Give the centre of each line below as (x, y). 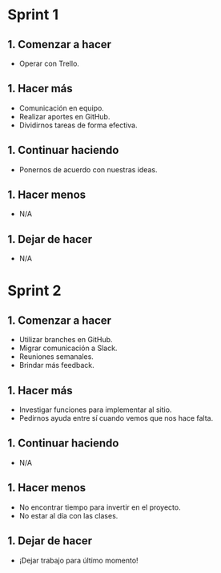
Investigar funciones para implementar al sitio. (95, 410)
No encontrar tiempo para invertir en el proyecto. (100, 507)
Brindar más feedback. (57, 365)
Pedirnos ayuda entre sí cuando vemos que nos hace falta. (116, 418)
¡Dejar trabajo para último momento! (78, 560)
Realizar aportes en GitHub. (64, 116)
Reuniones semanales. (56, 357)
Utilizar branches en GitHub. (66, 340)
